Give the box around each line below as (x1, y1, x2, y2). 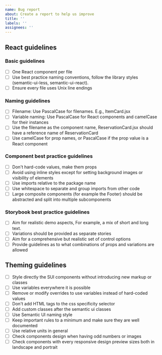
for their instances (12, 120, 49, 125)
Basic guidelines (5, 58, 45, 65)
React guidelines (5, 43, 57, 52)
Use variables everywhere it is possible (12, 284, 91, 290)
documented (12, 322, 38, 328)
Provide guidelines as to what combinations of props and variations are (12, 241, 154, 247)
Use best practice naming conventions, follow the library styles (12, 74, 138, 80)
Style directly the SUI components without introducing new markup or (12, 274, 152, 280)
